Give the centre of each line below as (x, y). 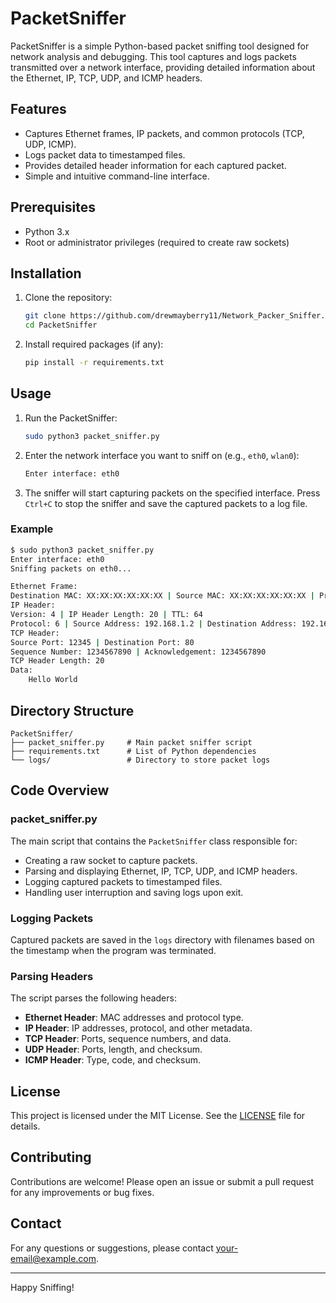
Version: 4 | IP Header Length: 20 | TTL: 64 (106, 615)
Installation (46, 273)
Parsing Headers (52, 976)
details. (25, 1126)
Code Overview (60, 790)
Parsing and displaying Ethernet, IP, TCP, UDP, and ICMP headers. (161, 871)
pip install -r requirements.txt (94, 363)
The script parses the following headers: (93, 998)
